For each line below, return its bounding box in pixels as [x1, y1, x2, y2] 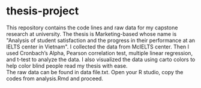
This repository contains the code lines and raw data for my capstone [6, 24, 178, 31]
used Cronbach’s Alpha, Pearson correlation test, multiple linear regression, [6, 49, 193, 56]
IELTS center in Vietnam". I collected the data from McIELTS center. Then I [6, 43, 190, 50]
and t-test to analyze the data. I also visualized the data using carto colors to [6, 56, 196, 63]
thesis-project [6, 4, 79, 18]
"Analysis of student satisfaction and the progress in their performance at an [6, 37, 196, 44]
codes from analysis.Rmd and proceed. [6, 75, 104, 82]
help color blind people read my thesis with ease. [6, 62, 128, 69]
